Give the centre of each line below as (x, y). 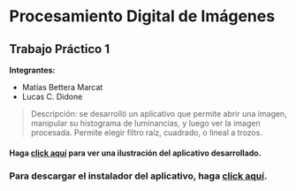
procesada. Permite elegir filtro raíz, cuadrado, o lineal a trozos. (147, 133)
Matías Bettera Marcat (62, 87)
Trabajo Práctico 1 (60, 49)
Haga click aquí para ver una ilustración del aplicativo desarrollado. (136, 153)
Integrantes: (32, 70)
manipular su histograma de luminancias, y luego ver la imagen (145, 123)
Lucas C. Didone (52, 96)
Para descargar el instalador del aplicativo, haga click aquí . (138, 176)
